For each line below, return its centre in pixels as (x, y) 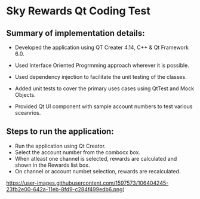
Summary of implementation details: (76, 33)
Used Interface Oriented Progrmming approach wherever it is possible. (102, 65)
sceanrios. (28, 113)
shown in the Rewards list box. (52, 165)
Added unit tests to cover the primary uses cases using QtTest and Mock (104, 88)
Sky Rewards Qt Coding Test (78, 11)
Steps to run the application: (60, 132)
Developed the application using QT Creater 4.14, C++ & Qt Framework (102, 47)
